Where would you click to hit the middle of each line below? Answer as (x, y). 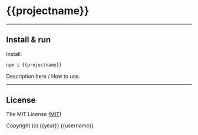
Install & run (29, 40)
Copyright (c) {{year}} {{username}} (50, 126)
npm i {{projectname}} (34, 65)
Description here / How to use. (43, 76)
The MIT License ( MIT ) (34, 114)
